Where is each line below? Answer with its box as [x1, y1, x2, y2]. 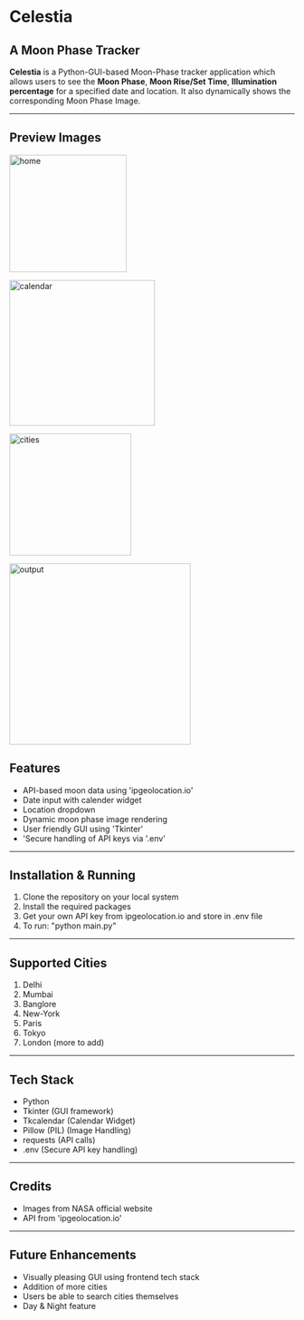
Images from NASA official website [22, 1203, 153, 1214]
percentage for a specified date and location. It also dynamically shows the [9, 86, 291, 96]
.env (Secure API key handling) [22, 1144, 138, 1155]
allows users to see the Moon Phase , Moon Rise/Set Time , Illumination [9, 76, 278, 87]
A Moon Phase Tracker [9, 43, 140, 58]
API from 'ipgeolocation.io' [22, 1212, 122, 1223]
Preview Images [9, 130, 101, 146]
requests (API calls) [22, 1135, 96, 1146]
